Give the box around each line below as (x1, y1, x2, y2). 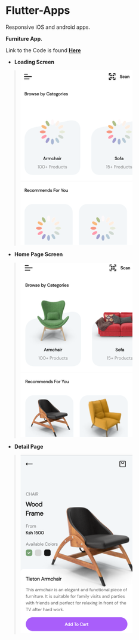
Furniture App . (5, 35, 42, 42)
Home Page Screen (14, 250, 63, 258)
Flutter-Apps (5, 4, 70, 17)
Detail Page (14, 443, 44, 450)
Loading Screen (14, 58, 55, 65)
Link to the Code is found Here (5, 46, 81, 54)
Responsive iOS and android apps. (5, 23, 91, 31)
